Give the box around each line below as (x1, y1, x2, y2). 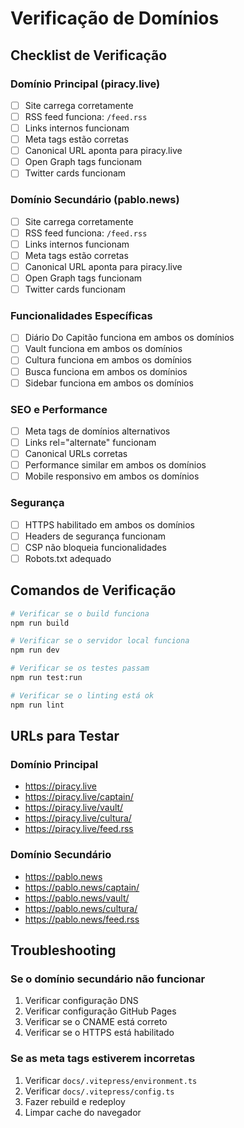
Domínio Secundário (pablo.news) (10, 193, 180, 207)
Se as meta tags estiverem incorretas (10, 1052, 196, 1066)
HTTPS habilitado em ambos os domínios (24, 518, 195, 531)
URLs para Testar (10, 728, 120, 745)
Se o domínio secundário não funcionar (10, 972, 206, 986)
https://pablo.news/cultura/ (24, 902, 138, 914)
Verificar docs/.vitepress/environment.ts (24, 1074, 198, 1086)
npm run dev (10, 645, 60, 656)
